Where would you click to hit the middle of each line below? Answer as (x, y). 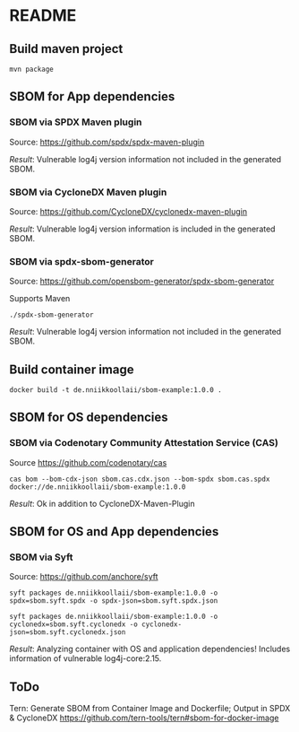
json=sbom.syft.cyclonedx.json (68, 632)
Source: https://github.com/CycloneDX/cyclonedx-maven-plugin (128, 211)
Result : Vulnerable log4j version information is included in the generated (142, 229)
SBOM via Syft (41, 557)
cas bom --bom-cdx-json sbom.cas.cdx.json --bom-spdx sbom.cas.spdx (140, 479)
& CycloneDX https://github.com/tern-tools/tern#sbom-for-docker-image (144, 718)
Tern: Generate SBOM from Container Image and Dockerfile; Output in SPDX (150, 709)
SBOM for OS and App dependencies (114, 532)
